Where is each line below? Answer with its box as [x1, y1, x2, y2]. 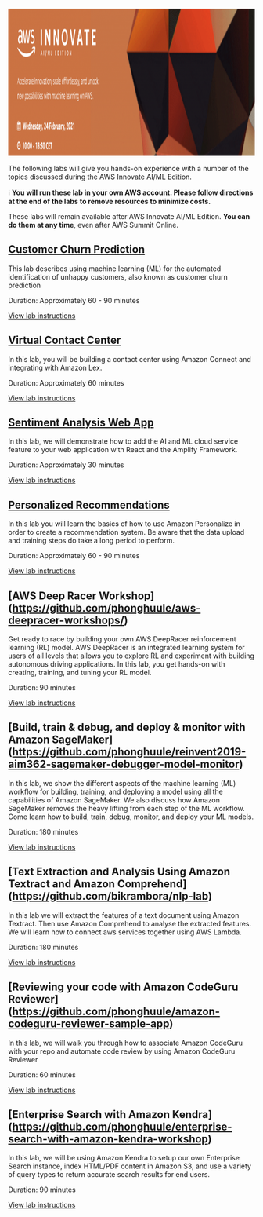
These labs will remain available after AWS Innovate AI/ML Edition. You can [8, 212, 250, 221]
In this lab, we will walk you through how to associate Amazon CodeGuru [8, 1038, 243, 1047]
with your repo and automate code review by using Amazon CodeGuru [8, 1046, 236, 1056]
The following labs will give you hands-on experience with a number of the [8, 164, 249, 173]
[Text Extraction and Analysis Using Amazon [8, 865, 231, 879]
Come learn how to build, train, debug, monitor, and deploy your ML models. [8, 812, 254, 821]
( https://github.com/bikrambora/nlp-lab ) [8, 890, 213, 903]
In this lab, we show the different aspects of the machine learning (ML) [8, 778, 236, 788]
